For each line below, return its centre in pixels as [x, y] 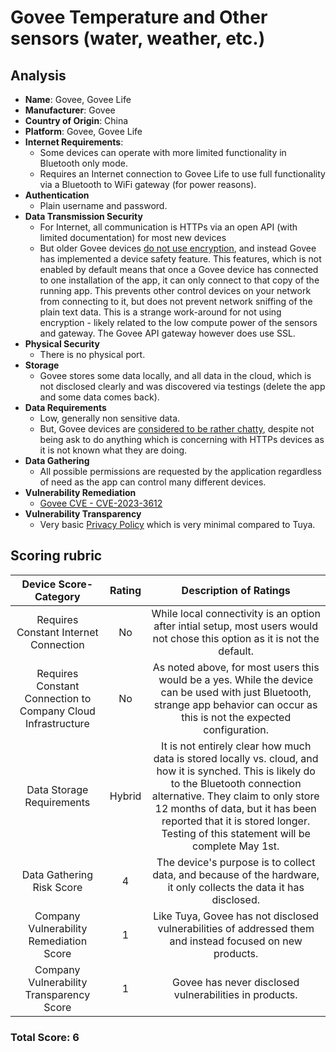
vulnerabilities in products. [235, 994]
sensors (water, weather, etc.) [138, 38]
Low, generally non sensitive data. [110, 418]
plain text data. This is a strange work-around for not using [160, 312]
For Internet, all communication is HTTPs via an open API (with [168, 227]
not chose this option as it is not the [236, 638]
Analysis [38, 75]
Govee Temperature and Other [139, 17]
